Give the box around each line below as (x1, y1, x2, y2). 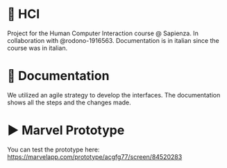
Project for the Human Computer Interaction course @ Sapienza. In (7, 29, 199, 37)
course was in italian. (7, 44, 68, 52)
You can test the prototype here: (7, 145, 100, 153)
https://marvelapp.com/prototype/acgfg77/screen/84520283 (7, 152, 183, 161)
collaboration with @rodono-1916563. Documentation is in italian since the (7, 36, 220, 44)
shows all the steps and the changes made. (7, 98, 132, 106)
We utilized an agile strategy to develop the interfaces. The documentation (7, 91, 221, 99)
